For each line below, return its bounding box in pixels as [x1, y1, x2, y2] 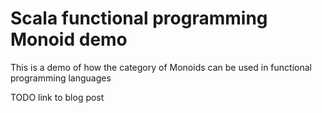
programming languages [10, 72, 112, 84]
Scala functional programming [10, 7, 268, 30]
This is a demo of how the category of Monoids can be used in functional [10, 61, 312, 73]
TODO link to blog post [10, 91, 105, 103]
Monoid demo [10, 28, 128, 51]
